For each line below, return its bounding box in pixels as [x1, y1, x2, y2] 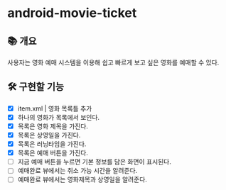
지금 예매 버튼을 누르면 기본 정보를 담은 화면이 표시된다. [17, 157, 172, 166]
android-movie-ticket [7, 5, 137, 21]
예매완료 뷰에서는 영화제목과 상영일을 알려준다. [17, 175, 148, 184]
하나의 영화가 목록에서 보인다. [17, 113, 100, 121]
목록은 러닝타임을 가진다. [17, 140, 87, 148]
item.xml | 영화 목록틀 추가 [17, 104, 92, 113]
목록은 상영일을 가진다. [17, 131, 81, 139]
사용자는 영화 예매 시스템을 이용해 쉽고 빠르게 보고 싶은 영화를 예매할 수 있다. [7, 58, 220, 67]
